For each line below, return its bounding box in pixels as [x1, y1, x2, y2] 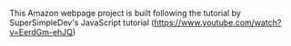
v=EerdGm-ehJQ [9, 27, 74, 37]
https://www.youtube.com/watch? [154, 17, 282, 28]
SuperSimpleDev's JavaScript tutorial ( [9, 17, 155, 28]
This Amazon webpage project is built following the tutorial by [9, 8, 241, 18]
